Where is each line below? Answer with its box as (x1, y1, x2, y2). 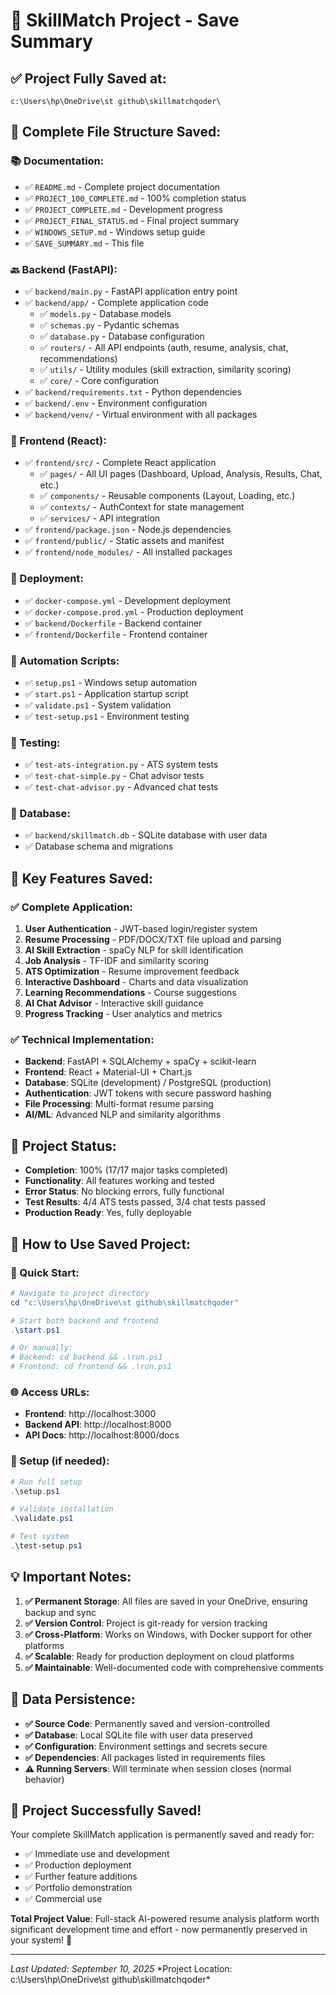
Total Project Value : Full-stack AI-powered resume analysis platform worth (10, 1913, 320, 1925)
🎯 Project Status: (10, 1137, 117, 1154)
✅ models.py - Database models (39, 307, 172, 319)
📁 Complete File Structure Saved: (10, 124, 222, 141)
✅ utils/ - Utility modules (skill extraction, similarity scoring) (39, 363, 292, 375)
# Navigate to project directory (10, 1288, 150, 1298)
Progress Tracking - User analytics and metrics (24, 1008, 223, 1020)
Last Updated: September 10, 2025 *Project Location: (10, 1963, 233, 1975)
